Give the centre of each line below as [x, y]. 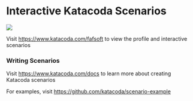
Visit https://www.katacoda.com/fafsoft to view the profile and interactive [97, 39]
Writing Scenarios [33, 60]
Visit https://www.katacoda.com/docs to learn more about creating [89, 74]
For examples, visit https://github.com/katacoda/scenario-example [88, 91]
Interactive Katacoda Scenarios [86, 11]
